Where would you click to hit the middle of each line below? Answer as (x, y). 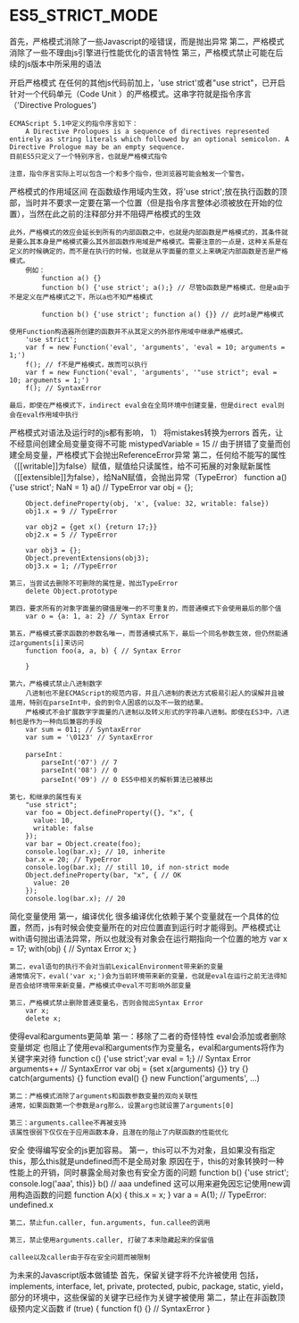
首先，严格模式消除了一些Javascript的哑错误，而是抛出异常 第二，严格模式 (147, 41)
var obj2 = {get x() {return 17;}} (91, 527)
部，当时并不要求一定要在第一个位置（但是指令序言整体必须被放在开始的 (142, 203)
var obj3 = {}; (54, 550)
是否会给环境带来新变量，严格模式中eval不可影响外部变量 (100, 986)
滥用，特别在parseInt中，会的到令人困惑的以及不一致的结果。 (108, 703)
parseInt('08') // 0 (79, 770)
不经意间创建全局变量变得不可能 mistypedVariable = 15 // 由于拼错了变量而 (146, 444)
